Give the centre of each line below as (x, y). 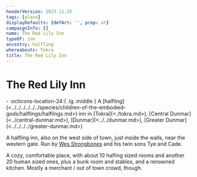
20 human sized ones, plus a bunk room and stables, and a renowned (91, 161)
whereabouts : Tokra (30, 50)
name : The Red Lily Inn (35, 34)
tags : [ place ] (24, 17)
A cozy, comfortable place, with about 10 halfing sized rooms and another (96, 155)
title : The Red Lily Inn (36, 55)
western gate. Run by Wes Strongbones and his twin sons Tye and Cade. (94, 144)
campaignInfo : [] (27, 28)
